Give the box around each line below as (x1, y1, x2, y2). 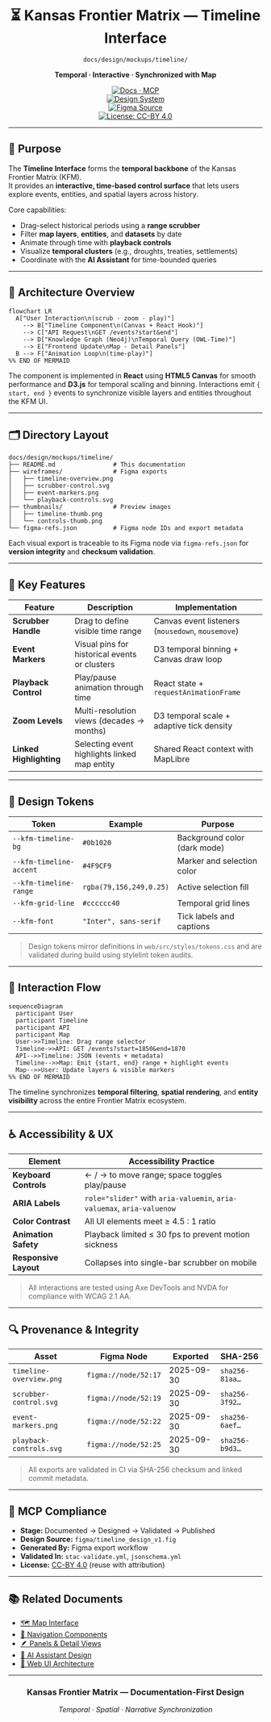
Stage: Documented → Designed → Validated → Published (19, 1526, 215, 1536)
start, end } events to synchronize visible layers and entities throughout (8, 388, 252, 398)
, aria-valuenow (117, 1203, 176, 1214)
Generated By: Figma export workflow (19, 1543, 148, 1553)
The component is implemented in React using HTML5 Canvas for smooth (8, 370, 256, 380)
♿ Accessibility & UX (8, 1128, 115, 1141)
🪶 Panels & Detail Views (19, 1639, 102, 1649)
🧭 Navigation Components (19, 1630, 107, 1640)
